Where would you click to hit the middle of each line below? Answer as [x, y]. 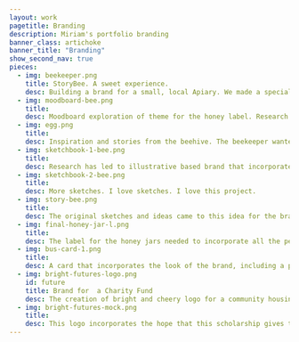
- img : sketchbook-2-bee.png [71, 175]
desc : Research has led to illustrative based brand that [135, 167]
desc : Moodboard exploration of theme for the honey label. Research [157, 117]
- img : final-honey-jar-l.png [73, 224]
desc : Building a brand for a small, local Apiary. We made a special [159, 92]
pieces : [24, 68]
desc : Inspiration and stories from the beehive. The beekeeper [147, 142]
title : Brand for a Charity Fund [89, 290]
